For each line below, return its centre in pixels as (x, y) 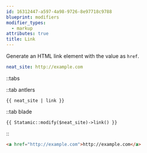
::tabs (13, 78)
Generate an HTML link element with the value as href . (73, 56)
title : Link (21, 39)
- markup (22, 28)
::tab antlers (21, 90)
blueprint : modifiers (33, 17)
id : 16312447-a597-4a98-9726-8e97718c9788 (59, 12)
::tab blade (19, 111)
